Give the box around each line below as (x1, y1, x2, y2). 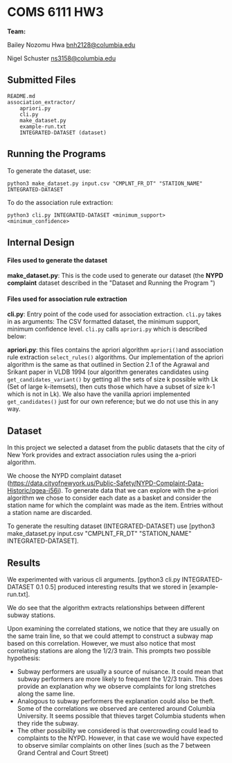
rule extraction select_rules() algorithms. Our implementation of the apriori (7, 353, 224, 361)
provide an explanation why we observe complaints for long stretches (17, 682, 217, 690)
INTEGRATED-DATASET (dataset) (19, 129, 107, 136)
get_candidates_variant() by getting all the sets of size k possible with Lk (7, 375, 218, 384)
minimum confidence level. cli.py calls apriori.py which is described (7, 325, 208, 334)
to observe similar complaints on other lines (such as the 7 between (17, 741, 211, 749)
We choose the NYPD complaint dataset (7, 472, 122, 480)
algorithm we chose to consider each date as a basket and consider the (7, 494, 212, 502)
